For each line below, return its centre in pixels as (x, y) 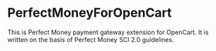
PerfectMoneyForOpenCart (90, 13)
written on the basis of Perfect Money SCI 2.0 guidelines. (91, 39)
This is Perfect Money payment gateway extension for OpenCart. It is (108, 32)
